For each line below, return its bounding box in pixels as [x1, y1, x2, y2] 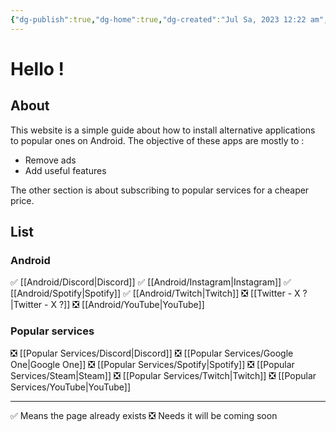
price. [10, 194, 35, 206]
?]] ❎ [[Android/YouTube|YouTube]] [58, 299, 205, 311]
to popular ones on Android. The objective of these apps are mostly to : [10, 134, 305, 146]
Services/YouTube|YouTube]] [10, 381, 132, 393]
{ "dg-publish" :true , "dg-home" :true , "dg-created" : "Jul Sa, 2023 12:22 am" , [10, 14, 329, 25]
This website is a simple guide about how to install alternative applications [10, 124, 316, 136]
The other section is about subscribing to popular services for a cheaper [10, 184, 310, 196]
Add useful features [24, 164, 107, 176]
